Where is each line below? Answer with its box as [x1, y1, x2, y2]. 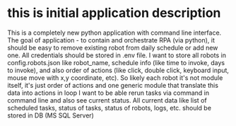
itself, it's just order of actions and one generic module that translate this [7, 81, 219, 89]
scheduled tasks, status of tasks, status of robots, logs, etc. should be [7, 103, 212, 112]
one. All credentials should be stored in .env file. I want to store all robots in [7, 51, 226, 59]
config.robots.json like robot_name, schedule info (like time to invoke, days [7, 58, 225, 67]
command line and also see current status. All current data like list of [7, 96, 207, 104]
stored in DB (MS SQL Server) [7, 111, 94, 120]
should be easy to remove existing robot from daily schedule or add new [7, 43, 218, 52]
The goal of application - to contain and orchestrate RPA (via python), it [7, 35, 216, 44]
